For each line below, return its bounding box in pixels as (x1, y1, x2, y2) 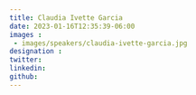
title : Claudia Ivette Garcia (9, 13, 124, 23)
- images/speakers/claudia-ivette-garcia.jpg (13, 38, 188, 48)
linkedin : (9, 64, 47, 73)
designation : (9, 47, 63, 56)
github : (9, 72, 39, 81)
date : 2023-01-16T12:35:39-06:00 (9, 22, 135, 31)
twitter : (9, 55, 42, 64)
